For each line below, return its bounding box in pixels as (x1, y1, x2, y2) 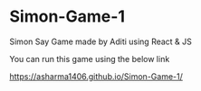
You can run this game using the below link (9, 53, 170, 64)
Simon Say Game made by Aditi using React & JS (9, 36, 193, 47)
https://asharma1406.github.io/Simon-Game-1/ (9, 70, 183, 82)
